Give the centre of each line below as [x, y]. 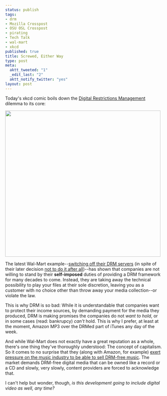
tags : [11, 14]
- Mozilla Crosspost [27, 24]
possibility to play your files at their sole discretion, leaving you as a [75, 285]
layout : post [19, 84]
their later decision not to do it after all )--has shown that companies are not [82, 269]
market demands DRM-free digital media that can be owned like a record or [83, 363]
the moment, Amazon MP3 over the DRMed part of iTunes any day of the [80, 326]
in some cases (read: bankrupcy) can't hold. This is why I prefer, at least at [82, 321]
